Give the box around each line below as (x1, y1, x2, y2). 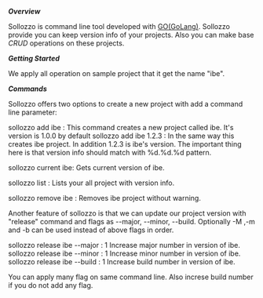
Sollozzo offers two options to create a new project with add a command (8, 100, 243, 108)
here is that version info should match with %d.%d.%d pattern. (8, 148, 212, 157)
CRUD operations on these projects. (8, 38, 125, 48)
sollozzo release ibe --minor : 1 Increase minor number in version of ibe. (8, 249, 241, 258)
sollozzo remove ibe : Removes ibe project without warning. (8, 194, 202, 202)
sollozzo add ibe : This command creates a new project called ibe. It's (8, 123, 234, 132)
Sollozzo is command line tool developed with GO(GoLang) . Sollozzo (8, 22, 230, 31)
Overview (8, 7, 41, 16)
